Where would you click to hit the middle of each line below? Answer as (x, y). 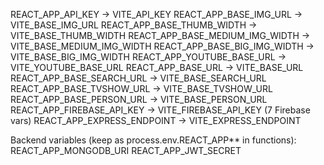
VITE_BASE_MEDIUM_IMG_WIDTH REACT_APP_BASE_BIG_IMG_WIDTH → (162, 46)
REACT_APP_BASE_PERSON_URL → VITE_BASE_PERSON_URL (139, 99)
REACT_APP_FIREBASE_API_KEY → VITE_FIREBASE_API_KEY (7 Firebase (160, 110)
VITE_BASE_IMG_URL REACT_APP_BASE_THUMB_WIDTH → (134, 25)
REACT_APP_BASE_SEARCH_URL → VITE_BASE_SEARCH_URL (138, 78)
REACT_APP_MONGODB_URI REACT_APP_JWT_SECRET (126, 150)
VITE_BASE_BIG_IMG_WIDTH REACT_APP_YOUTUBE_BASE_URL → (148, 57)
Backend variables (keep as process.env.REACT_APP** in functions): (153, 140)
